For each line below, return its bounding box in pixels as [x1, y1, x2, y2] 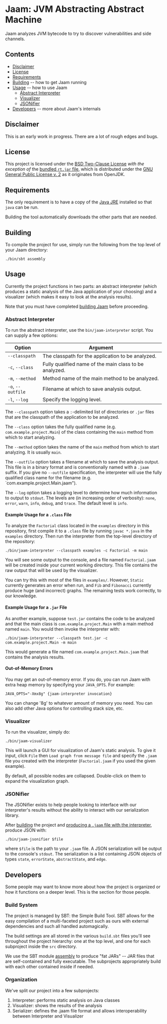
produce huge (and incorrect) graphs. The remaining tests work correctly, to [5, 588, 162, 594]
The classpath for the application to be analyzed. [42, 353, 157, 360]
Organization [5, 976, 37, 983]
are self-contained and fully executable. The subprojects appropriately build [5, 958, 161, 964]
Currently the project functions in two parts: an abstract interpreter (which [5, 283, 157, 289]
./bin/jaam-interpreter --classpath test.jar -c [5, 636, 108, 641]
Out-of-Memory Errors [5, 665, 53, 671]
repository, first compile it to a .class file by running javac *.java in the [5, 528, 153, 534]
